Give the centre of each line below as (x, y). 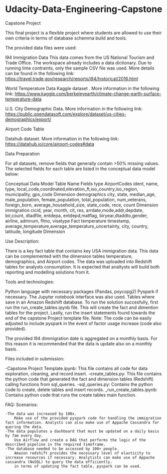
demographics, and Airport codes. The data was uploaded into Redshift (79, 261)
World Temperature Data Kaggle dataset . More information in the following (82, 88)
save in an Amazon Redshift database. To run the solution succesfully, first (82, 302)
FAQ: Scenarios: (22, 404)
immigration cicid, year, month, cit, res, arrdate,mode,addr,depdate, (75, 210)
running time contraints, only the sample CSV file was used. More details (80, 68)
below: (12, 174)
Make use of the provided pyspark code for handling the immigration (88, 418)
